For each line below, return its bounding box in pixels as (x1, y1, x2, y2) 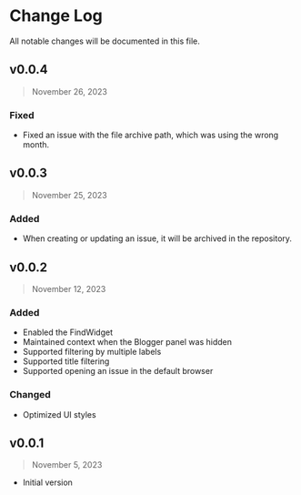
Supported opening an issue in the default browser (22, 366, 214, 377)
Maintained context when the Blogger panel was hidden (22, 337, 232, 348)
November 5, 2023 (31, 460, 103, 470)
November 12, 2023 (31, 283, 106, 294)
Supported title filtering (22, 356, 110, 367)
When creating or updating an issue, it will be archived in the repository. (22, 233, 293, 244)
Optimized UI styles (22, 409, 97, 419)
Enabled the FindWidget (22, 327, 114, 338)
